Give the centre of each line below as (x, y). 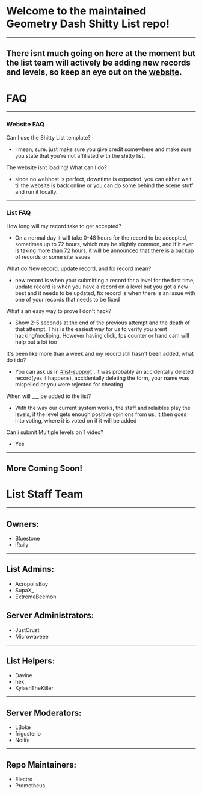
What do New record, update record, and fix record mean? (79, 268)
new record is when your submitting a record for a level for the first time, (105, 280)
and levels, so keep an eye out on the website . (94, 73)
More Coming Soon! (44, 469)
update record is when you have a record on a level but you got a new (101, 287)
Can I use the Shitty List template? (49, 137)
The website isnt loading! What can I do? (57, 167)
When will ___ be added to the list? (49, 396)
